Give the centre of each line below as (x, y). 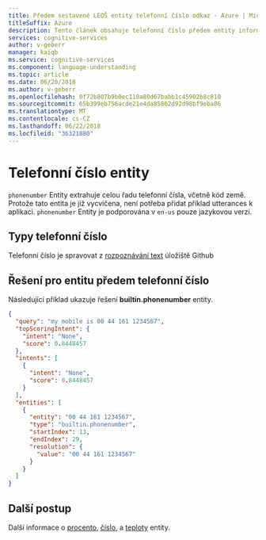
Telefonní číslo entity (79, 172)
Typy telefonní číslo (58, 236)
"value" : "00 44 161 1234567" (86, 454)
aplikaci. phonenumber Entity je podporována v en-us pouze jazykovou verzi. (130, 212)
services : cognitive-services (58, 38)
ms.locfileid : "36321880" (51, 133)
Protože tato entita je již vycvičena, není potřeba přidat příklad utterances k (131, 203)
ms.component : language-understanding (72, 67)
